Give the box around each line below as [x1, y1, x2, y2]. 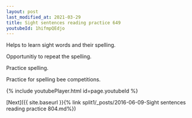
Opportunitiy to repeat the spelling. [6, 53, 92, 60]
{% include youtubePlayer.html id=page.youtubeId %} [6, 87, 139, 95]
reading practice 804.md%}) [6, 105, 76, 113]
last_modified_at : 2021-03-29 [6, 14, 81, 20]
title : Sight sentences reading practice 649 [6, 20, 121, 25]
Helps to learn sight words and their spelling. [6, 42, 116, 49]
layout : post [6, 8, 39, 15]
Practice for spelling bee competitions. [6, 76, 101, 83]
